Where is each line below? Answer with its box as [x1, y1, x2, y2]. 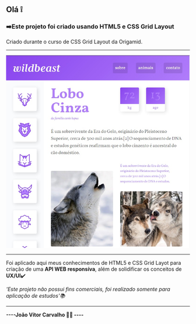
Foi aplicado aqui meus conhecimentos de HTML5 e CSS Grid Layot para [6, 259, 181, 266]
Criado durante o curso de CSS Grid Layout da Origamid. [6, 38, 143, 45]
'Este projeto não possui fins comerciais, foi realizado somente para [6, 285, 170, 292]
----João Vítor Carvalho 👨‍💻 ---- [6, 311, 84, 318]
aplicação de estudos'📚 [6, 292, 65, 299]
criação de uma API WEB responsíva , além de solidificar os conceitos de [6, 266, 182, 273]
